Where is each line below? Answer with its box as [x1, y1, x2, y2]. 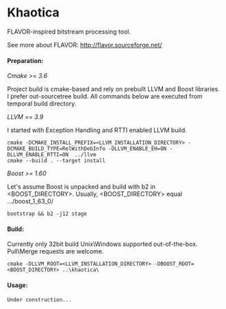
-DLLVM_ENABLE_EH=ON [108, 145, 167, 152]
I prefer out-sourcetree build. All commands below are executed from [7, 92, 203, 101]
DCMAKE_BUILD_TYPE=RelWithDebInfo [7, 145, 106, 152]
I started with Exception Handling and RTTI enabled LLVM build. [7, 126, 187, 134]
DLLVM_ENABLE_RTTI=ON [7, 151, 69, 158]
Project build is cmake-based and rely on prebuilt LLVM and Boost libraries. [7, 85, 221, 93]
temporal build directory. [7, 99, 77, 108]
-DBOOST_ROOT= [153, 260, 194, 268]
